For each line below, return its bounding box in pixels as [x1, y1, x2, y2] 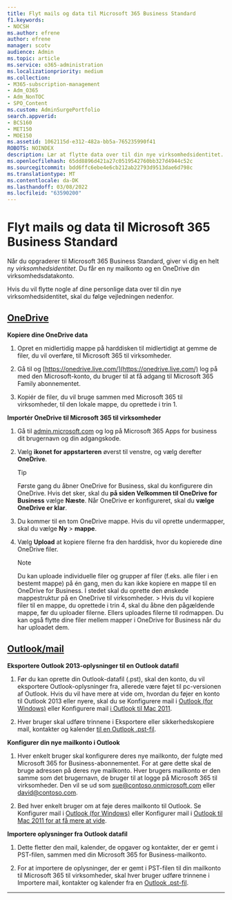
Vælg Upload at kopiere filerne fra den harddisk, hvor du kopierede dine [17, 538, 222, 546]
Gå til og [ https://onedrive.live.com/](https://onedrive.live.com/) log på [17, 364, 218, 373]
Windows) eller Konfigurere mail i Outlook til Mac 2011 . [17, 704, 173, 712]
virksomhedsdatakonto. [7, 272, 75, 280]
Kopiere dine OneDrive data [7, 331, 88, 339]
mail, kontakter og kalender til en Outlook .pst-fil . [17, 725, 157, 733]
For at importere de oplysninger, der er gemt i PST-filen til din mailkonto [17, 863, 221, 872]
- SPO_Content [7, 100, 48, 107]
